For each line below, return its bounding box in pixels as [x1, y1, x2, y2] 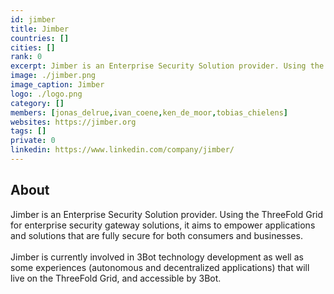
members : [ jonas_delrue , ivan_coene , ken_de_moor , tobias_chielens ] [10, 107, 288, 118]
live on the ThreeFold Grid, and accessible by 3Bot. [10, 272, 222, 284]
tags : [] [10, 126, 47, 136]
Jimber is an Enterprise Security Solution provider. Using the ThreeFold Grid [10, 208, 324, 220]
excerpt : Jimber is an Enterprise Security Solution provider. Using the [10, 61, 325, 71]
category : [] [10, 98, 65, 108]
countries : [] [10, 33, 70, 43]
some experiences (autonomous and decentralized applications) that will [10, 261, 310, 273]
